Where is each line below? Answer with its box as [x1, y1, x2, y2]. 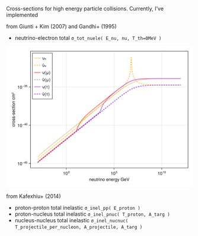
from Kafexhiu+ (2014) [6, 193, 61, 200]
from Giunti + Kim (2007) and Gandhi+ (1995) [6, 23, 117, 30]
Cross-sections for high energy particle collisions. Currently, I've [6, 5, 164, 12]
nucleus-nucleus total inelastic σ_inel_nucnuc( [14, 217, 129, 224]
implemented [6, 11, 39, 18]
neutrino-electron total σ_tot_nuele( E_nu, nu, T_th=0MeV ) [14, 34, 162, 41]
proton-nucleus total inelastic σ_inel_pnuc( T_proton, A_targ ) [14, 210, 171, 218]
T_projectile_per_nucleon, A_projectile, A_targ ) [14, 224, 143, 230]
